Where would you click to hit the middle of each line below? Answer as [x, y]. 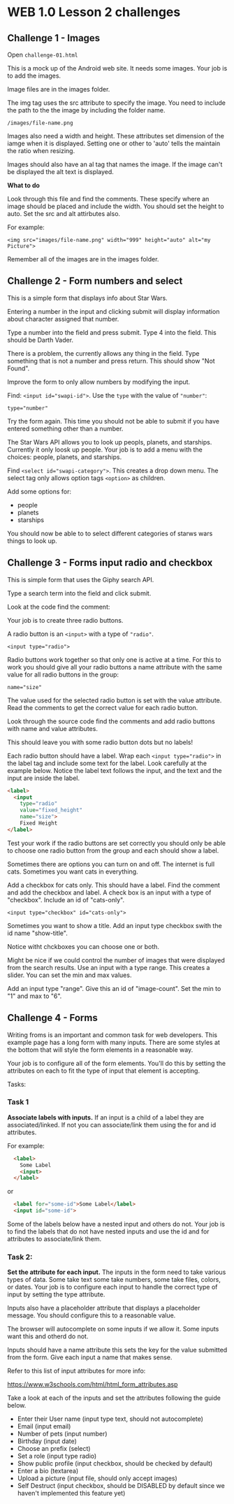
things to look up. [32, 541]
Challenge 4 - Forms [52, 1018]
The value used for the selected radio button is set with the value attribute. [115, 700]
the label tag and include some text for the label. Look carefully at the [107, 763]
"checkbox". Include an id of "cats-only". [66, 899]
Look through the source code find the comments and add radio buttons [111, 721]
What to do [24, 185]
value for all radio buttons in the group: [63, 674]
